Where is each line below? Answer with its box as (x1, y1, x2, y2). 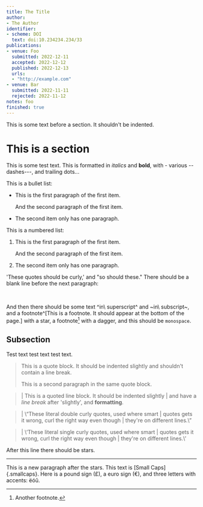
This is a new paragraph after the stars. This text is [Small (6, 464, 150, 471)
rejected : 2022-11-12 (11, 93, 66, 99)
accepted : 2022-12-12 (11, 59, 66, 65)
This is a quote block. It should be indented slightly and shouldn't (21, 362, 184, 369)
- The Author (6, 20, 39, 26)
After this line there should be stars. (6, 446, 95, 453)
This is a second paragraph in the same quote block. (21, 380, 152, 387)
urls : (11, 71, 26, 77)
